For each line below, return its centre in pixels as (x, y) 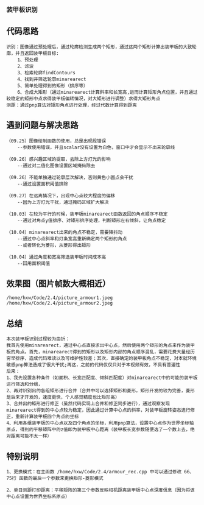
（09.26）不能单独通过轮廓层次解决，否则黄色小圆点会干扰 (70, 177)
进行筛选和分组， (25, 384)
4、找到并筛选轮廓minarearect (52, 79)
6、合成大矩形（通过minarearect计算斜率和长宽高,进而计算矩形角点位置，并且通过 (107, 92)
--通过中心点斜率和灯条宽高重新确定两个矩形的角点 (72, 239)
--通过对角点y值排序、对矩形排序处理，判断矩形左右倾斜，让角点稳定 (92, 221)
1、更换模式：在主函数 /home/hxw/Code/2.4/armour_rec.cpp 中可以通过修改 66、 (100, 471)
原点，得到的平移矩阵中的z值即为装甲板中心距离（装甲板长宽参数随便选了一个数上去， (98, 430)
